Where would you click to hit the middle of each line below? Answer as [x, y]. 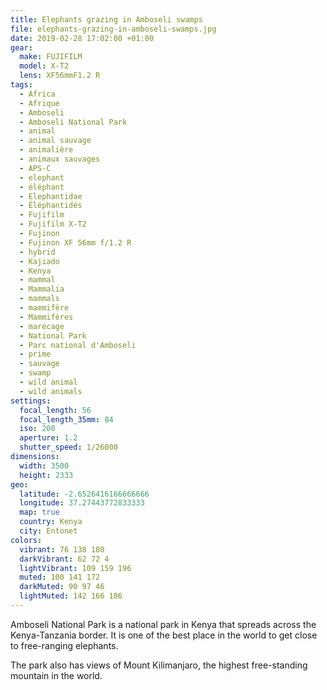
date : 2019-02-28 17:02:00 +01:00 [82, 38]
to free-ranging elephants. [64, 645]
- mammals [39, 299]
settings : [31, 401]
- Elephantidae [51, 196]
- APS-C [35, 168]
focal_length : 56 [55, 410]
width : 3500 [44, 466]
